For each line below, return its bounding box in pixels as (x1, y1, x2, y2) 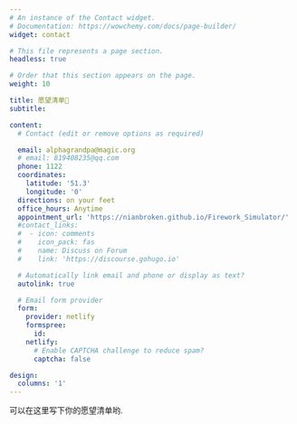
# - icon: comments (17, 230, 95, 239)
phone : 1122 (17, 162, 63, 172)
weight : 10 (9, 80, 51, 89)
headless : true (9, 55, 67, 64)
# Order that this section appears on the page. (9, 71, 196, 80)
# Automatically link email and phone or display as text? (17, 270, 245, 280)
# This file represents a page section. (9, 46, 165, 55)
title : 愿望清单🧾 (9, 96, 70, 105)
